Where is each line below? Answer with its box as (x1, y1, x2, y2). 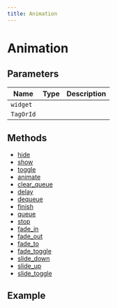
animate (17, 173, 41, 182)
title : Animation (7, 10, 58, 17)
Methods (7, 132, 47, 144)
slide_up (17, 262, 42, 270)
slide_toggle (17, 270, 52, 278)
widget (10, 101, 33, 108)
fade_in (17, 225, 39, 233)
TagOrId (10, 110, 36, 118)
